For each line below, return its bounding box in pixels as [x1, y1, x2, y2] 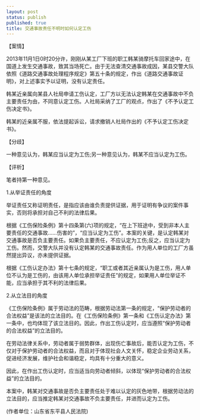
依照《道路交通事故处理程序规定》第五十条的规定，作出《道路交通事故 [6, 70, 179, 78]
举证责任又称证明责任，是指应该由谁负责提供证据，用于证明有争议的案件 [6, 201, 183, 209]
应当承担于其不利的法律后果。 [16, 279, 90, 287]
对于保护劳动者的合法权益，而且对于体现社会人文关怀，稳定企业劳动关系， [11, 347, 194, 354]
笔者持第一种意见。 [6, 176, 54, 183]
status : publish [6, 14, 46, 20]
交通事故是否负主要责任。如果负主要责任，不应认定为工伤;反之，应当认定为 [6, 237, 190, 244]
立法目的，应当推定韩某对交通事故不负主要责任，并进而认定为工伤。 [6, 395, 173, 402]
